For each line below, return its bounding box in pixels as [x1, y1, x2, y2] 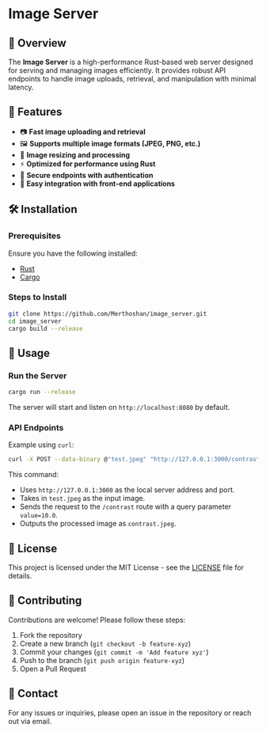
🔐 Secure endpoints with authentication [19, 170, 154, 180]
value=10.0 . [19, 510, 58, 520]
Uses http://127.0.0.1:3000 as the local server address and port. [19, 485, 235, 495]
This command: [8, 470, 59, 480]
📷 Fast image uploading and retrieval [19, 127, 146, 136]
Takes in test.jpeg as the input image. [19, 494, 145, 503]
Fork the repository [19, 630, 83, 639]
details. [8, 571, 32, 580]
